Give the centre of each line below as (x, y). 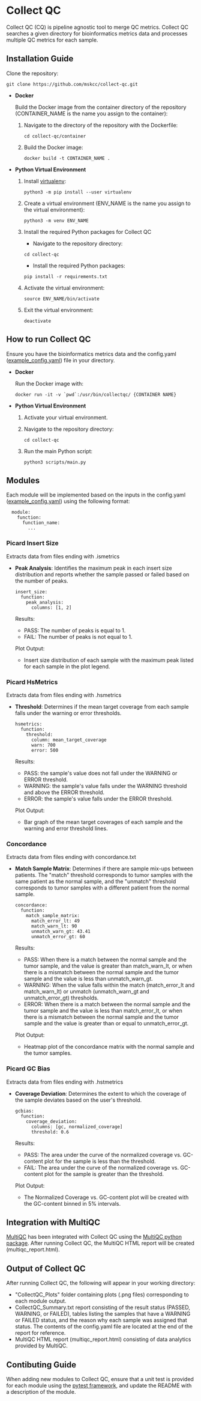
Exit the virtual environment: (58, 310)
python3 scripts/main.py (55, 462)
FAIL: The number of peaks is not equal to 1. (78, 636)
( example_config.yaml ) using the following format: (68, 501)
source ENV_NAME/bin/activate (62, 299)
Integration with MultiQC (53, 1222)
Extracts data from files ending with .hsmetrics (64, 695)
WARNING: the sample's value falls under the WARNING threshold (105, 786)
